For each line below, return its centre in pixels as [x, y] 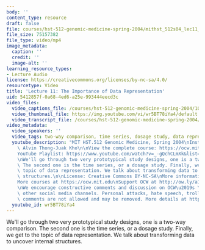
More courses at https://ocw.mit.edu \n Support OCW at [87, 182]
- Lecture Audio [27, 74]
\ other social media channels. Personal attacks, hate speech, [101, 193]
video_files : [23, 102]
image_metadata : [27, 46]
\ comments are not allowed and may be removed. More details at [102, 199]
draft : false [23, 23]
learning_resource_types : [39, 69]
